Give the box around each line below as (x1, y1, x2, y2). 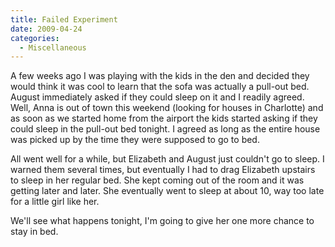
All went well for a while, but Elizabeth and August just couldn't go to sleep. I (10, 153, 325, 165)
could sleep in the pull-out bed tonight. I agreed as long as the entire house (10, 123, 321, 135)
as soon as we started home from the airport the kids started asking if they (10, 112, 318, 125)
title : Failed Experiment (10, 14, 118, 25)
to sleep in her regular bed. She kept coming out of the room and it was (10, 174, 305, 186)
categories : (10, 33, 60, 43)
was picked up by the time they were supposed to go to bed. (10, 134, 260, 146)
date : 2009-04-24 (10, 24, 83, 34)
